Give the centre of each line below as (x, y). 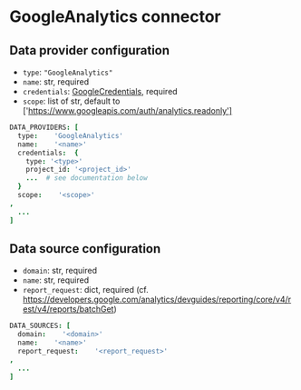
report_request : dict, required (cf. (86, 290)
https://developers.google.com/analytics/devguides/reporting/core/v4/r (157, 300)
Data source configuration (85, 249)
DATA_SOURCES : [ (40, 326)
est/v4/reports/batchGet (68, 309)
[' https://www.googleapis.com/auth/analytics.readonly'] (127, 110)
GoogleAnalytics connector (116, 17)
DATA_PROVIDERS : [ (44, 127)
